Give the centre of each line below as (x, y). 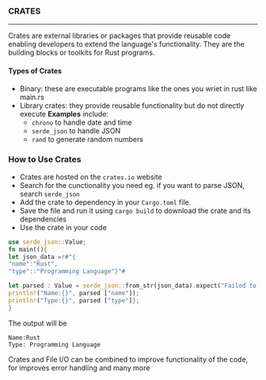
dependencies (43, 219)
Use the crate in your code (63, 227)
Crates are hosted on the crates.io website (91, 177)
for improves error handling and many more (79, 367)
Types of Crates (35, 71)
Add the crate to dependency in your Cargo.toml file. (105, 202)
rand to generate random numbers (87, 139)
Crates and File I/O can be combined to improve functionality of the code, (128, 359)
